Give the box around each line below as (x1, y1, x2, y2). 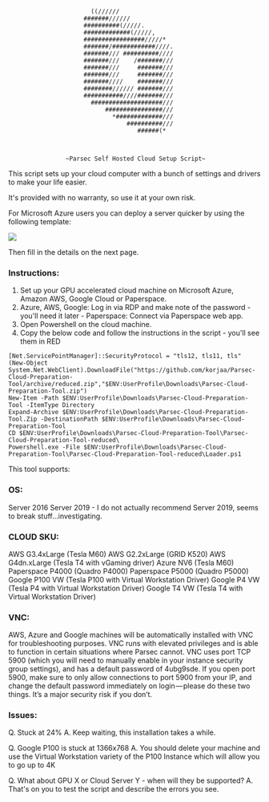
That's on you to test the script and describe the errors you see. (8, 784, 219, 794)
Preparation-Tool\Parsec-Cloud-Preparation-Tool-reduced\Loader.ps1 (8, 450, 242, 458)
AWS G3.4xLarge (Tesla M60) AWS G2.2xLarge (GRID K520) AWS (8, 549, 226, 558)
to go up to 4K (8, 760, 56, 770)
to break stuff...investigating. (8, 511, 102, 521)
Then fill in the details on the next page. (8, 248, 139, 256)
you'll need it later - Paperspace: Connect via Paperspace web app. (19, 311, 244, 320)
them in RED (19, 337, 62, 346)
